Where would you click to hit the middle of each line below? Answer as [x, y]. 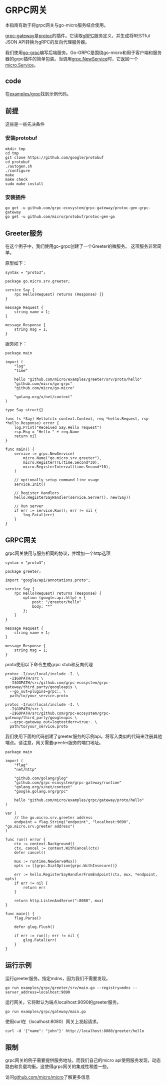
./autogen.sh [19, 166]
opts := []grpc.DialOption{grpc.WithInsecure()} [66, 866]
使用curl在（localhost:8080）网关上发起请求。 [53, 1021]
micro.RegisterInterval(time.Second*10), [67, 467]
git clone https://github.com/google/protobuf [54, 157]
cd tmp [12, 153]
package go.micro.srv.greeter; [38, 281]
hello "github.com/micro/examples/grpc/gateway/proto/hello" [79, 800]
